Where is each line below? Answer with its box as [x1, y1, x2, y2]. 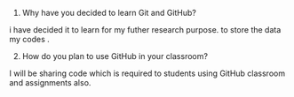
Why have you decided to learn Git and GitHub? [21, 8, 197, 18]
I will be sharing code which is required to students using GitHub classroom [9, 68, 286, 78]
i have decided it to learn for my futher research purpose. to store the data [9, 25, 282, 34]
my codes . [9, 34, 51, 44]
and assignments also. [9, 78, 91, 87]
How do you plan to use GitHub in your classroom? [21, 51, 209, 61]
